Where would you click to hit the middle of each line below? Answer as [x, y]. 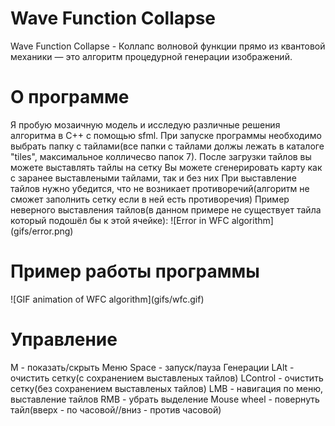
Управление [64, 339]
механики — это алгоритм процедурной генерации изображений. [151, 56]
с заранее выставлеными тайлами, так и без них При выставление [153, 178]
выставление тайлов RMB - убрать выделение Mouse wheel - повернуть [165, 399]
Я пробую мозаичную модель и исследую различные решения [145, 124]
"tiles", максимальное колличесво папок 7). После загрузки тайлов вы [161, 156]
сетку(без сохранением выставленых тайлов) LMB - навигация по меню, [166, 388]
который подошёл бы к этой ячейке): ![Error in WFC [120, 220]
